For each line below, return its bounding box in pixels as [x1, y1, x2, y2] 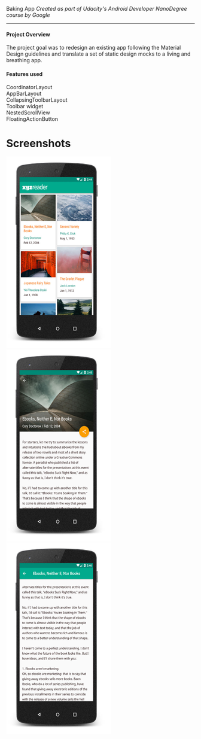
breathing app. [6, 57, 42, 64]
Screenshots [6, 136, 71, 150]
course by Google [6, 11, 50, 19]
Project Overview [6, 31, 51, 38]
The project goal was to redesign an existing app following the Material [6, 44, 181, 51]
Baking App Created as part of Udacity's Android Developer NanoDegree [6, 5, 187, 12]
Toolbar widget [6, 103, 44, 110]
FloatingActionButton [6, 115, 59, 123]
